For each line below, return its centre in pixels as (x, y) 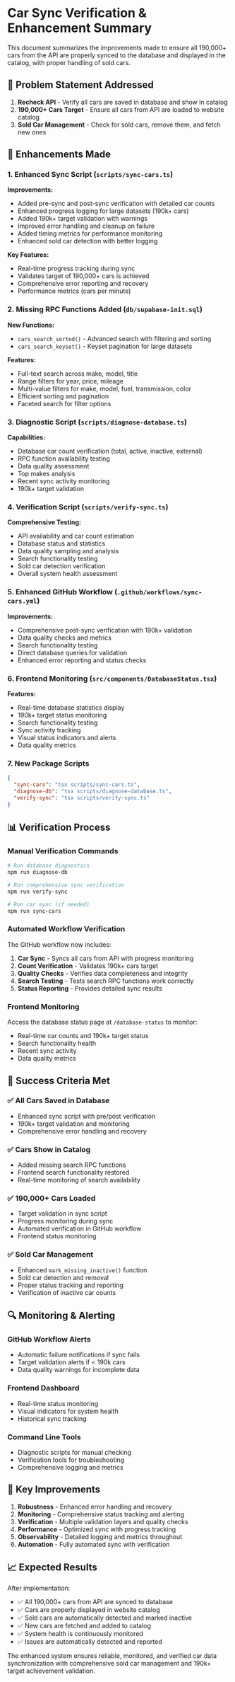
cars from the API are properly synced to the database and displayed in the (116, 55)
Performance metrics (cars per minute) (74, 291)
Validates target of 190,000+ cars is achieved (83, 276)
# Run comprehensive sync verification (66, 885)
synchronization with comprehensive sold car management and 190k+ (109, 1663)
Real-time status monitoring (58, 1403)
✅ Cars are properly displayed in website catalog (89, 1609)
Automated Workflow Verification (66, 929)
